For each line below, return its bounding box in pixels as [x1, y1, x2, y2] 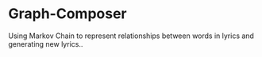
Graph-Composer [8, 5, 127, 23]
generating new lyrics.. [8, 39, 83, 48]
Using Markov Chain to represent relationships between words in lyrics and [8, 31, 254, 40]
